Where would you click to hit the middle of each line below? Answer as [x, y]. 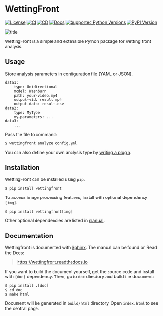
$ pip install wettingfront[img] [39, 211]
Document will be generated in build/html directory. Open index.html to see [82, 303]
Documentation [29, 236]
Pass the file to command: [31, 134]
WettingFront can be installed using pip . [45, 179]
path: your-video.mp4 [36, 95]
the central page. [22, 309]
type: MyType [27, 112]
